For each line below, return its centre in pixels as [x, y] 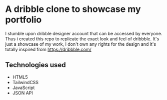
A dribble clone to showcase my [73, 9]
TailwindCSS [25, 82]
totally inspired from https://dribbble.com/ [48, 49]
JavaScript [23, 88]
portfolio [23, 20]
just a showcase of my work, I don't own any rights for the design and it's [81, 44]
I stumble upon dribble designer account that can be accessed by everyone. [84, 33]
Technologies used [35, 65]
